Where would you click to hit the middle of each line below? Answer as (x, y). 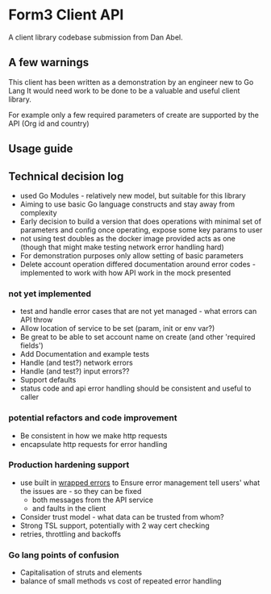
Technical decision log (66, 176)
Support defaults (48, 380)
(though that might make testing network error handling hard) (122, 247)
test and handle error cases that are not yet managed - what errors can (138, 312)
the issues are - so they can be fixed (81, 491)
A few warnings (49, 63)
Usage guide (41, 149)
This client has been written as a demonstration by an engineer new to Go (131, 82)
